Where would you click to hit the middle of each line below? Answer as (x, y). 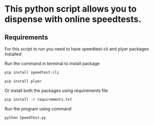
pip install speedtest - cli (32, 72)
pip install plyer (23, 81)
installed (13, 54)
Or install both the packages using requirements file (56, 90)
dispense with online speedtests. (73, 19)
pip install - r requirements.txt (38, 99)
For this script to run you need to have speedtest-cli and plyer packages (77, 49)
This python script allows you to (71, 9)
